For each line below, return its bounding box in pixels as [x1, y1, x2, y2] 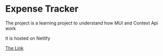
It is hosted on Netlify [5, 35, 51, 41]
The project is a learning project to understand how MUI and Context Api [5, 20, 158, 26]
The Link [5, 45, 24, 51]
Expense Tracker [5, 3, 79, 15]
